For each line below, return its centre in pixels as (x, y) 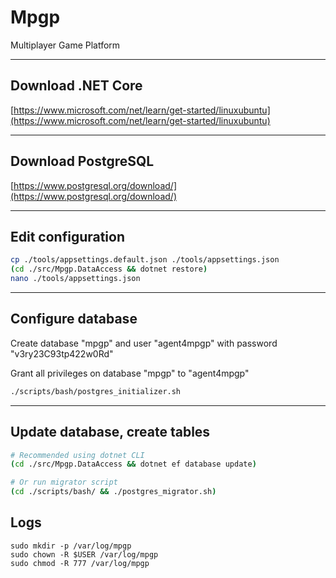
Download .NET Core (76, 86)
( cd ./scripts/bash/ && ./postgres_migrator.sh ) (113, 492)
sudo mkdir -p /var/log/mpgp (71, 546)
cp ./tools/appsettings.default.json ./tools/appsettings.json (145, 260)
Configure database (74, 319)
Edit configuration (68, 236)
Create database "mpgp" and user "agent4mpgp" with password (144, 343)
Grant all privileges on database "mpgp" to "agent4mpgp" (130, 373)
